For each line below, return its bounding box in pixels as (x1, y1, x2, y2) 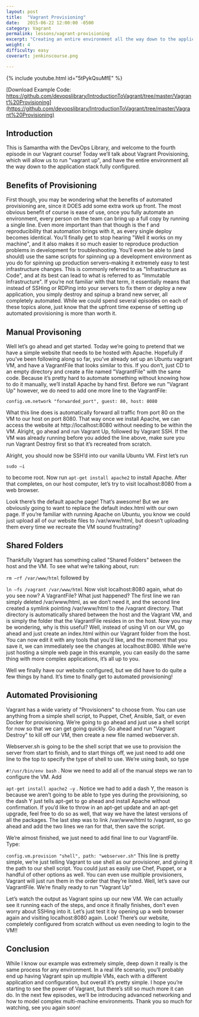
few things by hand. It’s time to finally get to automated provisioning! (6, 673, 173, 680)
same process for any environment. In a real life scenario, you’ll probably (6, 966, 184, 973)
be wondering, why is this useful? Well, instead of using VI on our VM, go (6, 624, 185, 631)
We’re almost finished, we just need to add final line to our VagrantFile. (6, 834, 178, 841)
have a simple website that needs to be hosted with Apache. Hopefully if (6, 349, 183, 357)
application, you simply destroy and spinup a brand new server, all (6, 291, 168, 298)
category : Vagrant (6, 25, 52, 32)
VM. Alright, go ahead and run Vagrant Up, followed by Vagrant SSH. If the (6, 428, 188, 435)
